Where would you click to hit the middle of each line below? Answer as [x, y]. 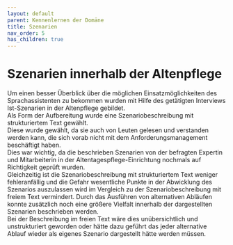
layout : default [31, 14]
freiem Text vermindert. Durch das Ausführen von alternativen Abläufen [110, 197]
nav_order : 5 [26, 33]
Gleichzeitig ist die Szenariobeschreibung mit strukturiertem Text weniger [112, 175]
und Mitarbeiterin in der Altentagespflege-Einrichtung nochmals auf [104, 160]
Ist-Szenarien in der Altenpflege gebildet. [66, 108]
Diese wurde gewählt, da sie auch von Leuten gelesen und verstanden [108, 130]
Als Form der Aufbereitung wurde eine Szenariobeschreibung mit [101, 116]
